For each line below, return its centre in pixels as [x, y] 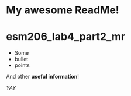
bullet [21, 59]
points [22, 65]
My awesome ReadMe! [63, 10]
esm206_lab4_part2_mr [66, 37]
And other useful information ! [42, 77]
